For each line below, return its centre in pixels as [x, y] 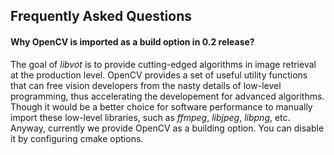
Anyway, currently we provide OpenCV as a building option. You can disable [167, 128]
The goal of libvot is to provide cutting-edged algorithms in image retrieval [163, 64]
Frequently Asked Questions [101, 16]
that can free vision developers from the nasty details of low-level [146, 85]
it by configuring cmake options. [77, 138]
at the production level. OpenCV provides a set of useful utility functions [159, 75]
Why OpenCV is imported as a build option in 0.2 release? [132, 41]
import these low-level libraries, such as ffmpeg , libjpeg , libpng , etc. [150, 117]
